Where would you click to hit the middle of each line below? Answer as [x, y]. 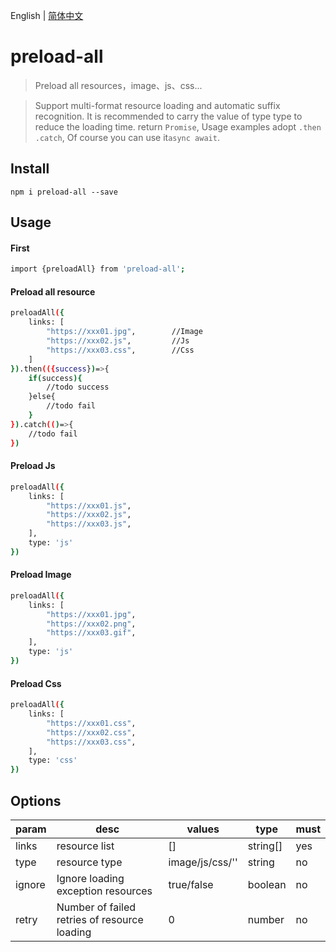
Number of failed [96, 907]
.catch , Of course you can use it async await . [127, 137]
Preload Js [33, 466]
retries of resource [100, 919]
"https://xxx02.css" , [91, 732]
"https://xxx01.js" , [89, 505]
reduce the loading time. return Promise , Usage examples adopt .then [178, 126]
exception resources [104, 891]
